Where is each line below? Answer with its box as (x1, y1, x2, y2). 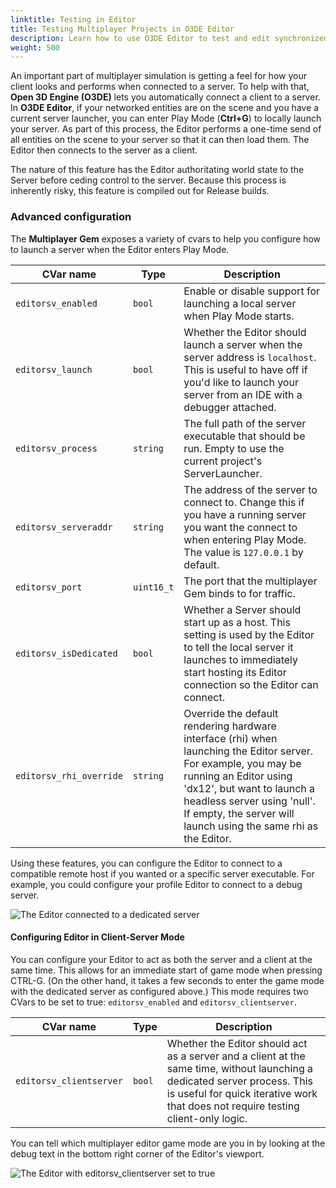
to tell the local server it (183, 640, 294, 654)
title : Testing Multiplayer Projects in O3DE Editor (10, 24, 235, 34)
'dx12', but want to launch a (183, 781, 316, 795)
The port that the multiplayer (183, 574, 318, 588)
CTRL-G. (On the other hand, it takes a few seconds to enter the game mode (10, 974, 325, 986)
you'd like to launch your (183, 375, 299, 389)
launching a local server (183, 296, 297, 310)
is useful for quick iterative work (166, 1086, 318, 1100)
